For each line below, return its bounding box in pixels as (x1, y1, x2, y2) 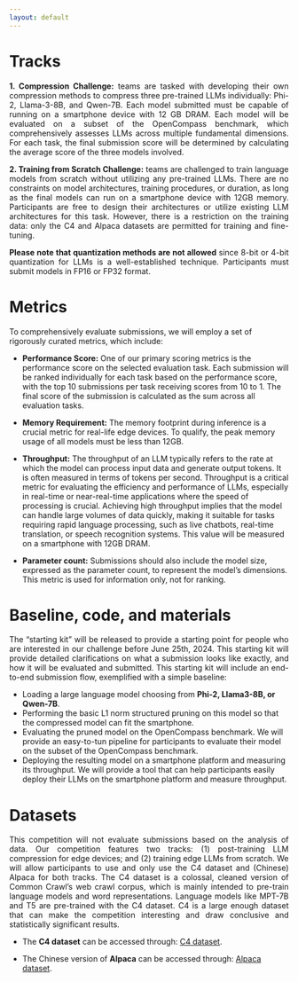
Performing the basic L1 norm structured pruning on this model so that (21, 708, 279, 719)
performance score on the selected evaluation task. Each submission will (21, 362, 289, 373)
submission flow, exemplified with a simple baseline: (35, 672, 228, 683)
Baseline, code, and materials (9, 605, 231, 625)
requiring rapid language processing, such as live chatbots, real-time (21, 519, 274, 530)
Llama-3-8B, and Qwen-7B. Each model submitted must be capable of (19, 99, 289, 110)
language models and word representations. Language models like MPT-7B (9, 891, 289, 901)
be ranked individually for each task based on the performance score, (21, 372, 278, 382)
